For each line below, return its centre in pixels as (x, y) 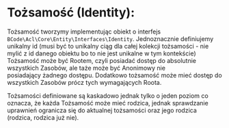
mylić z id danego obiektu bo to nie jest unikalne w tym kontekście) (102, 53)
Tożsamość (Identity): (71, 13)
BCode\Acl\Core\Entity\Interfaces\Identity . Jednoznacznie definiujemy (110, 38)
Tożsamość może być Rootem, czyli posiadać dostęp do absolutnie (102, 60)
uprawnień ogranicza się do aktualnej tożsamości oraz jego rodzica (102, 110)
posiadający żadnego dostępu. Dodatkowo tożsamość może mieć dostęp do (114, 75)
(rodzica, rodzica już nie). (43, 117)
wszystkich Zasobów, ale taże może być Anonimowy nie (86, 68)
